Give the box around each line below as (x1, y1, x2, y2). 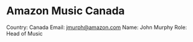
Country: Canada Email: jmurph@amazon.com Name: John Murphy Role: (6, 24, 187, 31)
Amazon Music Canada (6, 4, 125, 18)
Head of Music (6, 30, 43, 37)
